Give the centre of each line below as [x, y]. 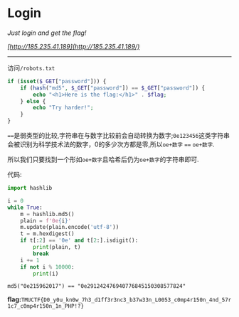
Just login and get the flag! [47, 33]
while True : [25, 208]
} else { [33, 101]
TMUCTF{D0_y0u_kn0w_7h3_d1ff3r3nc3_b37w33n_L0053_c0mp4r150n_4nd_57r [126, 300]
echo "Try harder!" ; [63, 108]
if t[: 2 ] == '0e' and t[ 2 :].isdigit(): [79, 241]
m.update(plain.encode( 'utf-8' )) [70, 227]
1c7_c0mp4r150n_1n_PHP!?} [46, 306]
